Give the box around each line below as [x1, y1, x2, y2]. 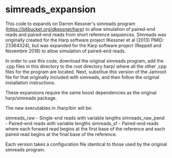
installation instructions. [5, 80, 56, 86]
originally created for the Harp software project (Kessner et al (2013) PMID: [5, 37, 164, 43]
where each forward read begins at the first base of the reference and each [5, 126, 165, 132]
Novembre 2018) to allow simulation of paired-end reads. [5, 48, 126, 54]
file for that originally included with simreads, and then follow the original [5, 74, 160, 80]
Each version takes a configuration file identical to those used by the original [5, 141, 167, 147]
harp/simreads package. [5, 95, 58, 101]
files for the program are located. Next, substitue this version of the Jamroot [5, 68, 167, 75]
